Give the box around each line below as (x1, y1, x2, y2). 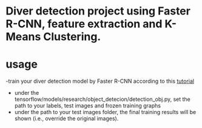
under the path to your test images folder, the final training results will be (14, 109, 197, 116)
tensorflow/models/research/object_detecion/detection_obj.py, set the (14, 95, 190, 103)
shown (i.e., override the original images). (14, 115, 119, 122)
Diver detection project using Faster (5, 4, 190, 18)
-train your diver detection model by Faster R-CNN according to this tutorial (5, 77, 195, 85)
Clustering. (43, 30, 101, 43)
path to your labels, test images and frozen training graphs (14, 102, 161, 109)
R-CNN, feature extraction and (5, 17, 163, 31)
